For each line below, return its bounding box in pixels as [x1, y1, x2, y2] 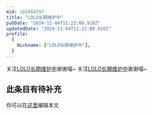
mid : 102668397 [6, 8, 44, 15]
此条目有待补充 [6, 85, 62, 95]
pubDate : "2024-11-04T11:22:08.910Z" [6, 20, 101, 26]
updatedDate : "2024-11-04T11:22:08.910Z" [6, 25, 112, 32]
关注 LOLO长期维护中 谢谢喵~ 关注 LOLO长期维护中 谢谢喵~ [6, 65, 148, 72]
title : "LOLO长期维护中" [6, 14, 64, 20]
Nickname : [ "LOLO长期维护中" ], [17, 43, 91, 49]
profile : [6, 31, 28, 37]
